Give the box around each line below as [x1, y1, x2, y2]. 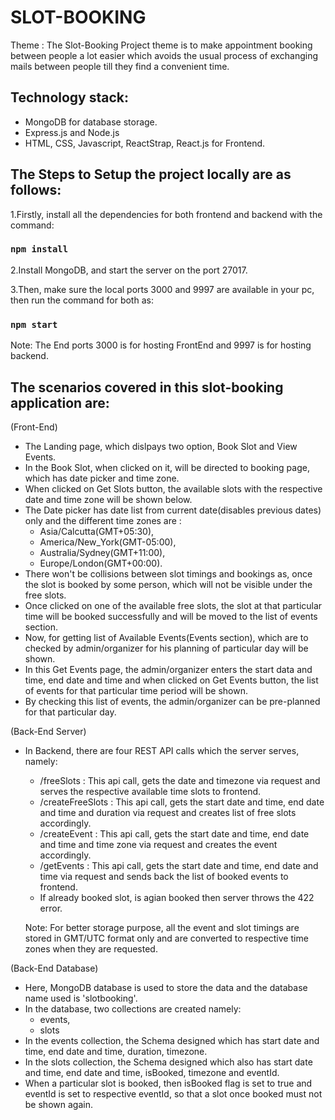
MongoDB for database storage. [24, 116, 158, 128]
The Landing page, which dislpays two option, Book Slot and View [24, 440, 298, 452]
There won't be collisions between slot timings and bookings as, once [24, 567, 313, 580]
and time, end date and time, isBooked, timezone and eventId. [24, 1066, 280, 1078]
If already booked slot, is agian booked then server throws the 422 [39, 891, 315, 903]
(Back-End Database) [10, 962, 99, 974]
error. [39, 902, 63, 914]
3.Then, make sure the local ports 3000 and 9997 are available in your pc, [10, 283, 315, 295]
